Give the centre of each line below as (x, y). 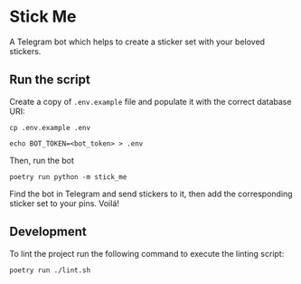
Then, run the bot (42, 160)
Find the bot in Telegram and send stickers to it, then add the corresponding (151, 194)
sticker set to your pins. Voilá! (65, 203)
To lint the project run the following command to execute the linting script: (147, 253)
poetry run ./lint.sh (50, 270)
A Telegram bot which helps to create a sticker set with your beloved (137, 42)
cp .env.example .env (50, 128)
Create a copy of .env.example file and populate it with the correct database (150, 101)
